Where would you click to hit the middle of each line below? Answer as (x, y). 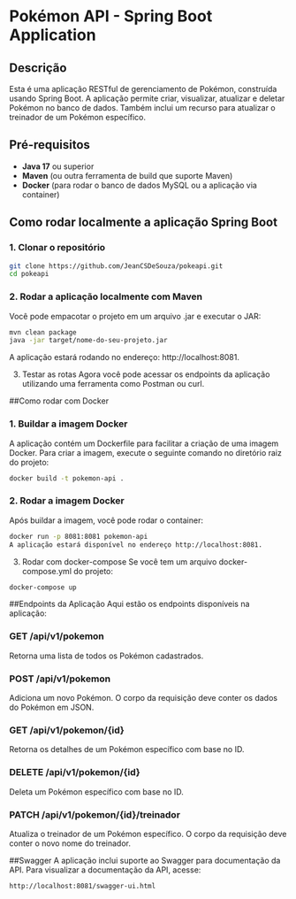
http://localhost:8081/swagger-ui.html (83, 886)
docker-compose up (43, 587)
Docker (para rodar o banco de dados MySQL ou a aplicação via (140, 185)
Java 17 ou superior (58, 166)
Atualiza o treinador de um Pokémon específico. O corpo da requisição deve (148, 834)
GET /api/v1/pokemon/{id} (67, 730)
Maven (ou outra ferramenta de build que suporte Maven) (127, 175)
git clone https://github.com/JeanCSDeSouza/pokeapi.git (116, 266)
